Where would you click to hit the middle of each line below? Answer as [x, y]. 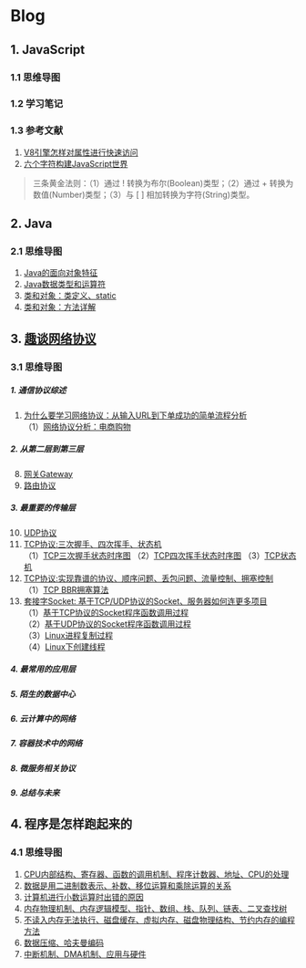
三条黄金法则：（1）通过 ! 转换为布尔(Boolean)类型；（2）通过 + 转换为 [163, 182]
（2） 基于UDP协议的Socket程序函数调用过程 [107, 624]
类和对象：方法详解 [60, 307]
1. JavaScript [48, 50]
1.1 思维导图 [36, 77]
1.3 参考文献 [37, 130]
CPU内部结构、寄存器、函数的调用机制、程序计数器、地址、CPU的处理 [156, 874]
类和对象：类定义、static [70, 296]
